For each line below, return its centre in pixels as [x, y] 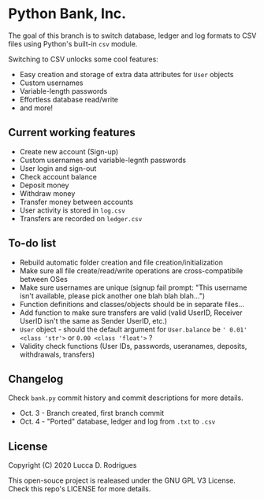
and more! [36, 108]
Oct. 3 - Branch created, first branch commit [91, 413]
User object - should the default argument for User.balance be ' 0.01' [133, 329]
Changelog [36, 379]
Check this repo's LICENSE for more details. [80, 489]
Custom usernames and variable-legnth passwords [103, 160]
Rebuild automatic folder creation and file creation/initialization [121, 262]
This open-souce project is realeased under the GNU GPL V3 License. [122, 480]
